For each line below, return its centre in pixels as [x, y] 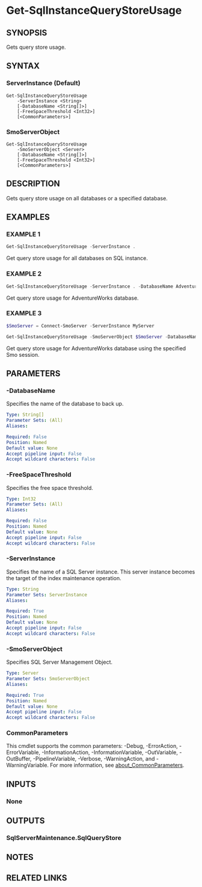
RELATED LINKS [37, 878]
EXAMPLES [28, 217]
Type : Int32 [21, 499]
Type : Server [23, 673]
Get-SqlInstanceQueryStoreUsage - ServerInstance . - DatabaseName [90, 286]
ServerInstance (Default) [43, 83]
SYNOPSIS [27, 33]
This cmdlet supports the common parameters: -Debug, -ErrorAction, [92, 746]
